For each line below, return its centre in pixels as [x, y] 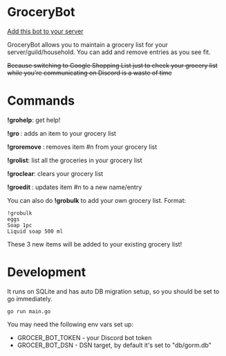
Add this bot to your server [46, 31]
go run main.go [29, 311]
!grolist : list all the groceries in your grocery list [75, 160]
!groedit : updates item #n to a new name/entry [75, 187]
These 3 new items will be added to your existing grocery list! [95, 244]
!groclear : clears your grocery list [55, 173]
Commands [41, 101]
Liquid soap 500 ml [35, 231]
